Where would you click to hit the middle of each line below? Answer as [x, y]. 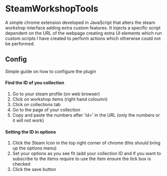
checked [21, 164]
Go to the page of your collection [46, 110]
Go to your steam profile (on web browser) [56, 94]
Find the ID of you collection [35, 83]
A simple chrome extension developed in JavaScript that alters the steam [80, 22]
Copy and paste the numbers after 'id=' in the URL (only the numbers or [86, 115]
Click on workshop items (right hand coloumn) [60, 99]
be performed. [20, 43]
